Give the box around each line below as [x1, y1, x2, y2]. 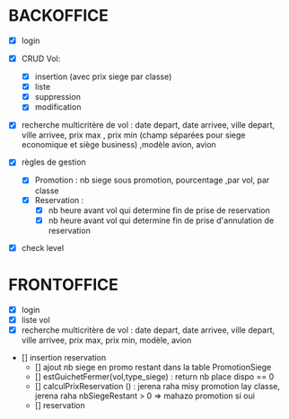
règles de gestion [21, 156, 86, 167]
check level [21, 242, 65, 253]
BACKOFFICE [8, 5, 109, 26]
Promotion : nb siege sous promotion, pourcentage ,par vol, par [34, 174, 270, 185]
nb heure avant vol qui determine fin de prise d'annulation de [48, 215, 275, 226]
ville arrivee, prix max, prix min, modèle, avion [21, 334, 192, 345]
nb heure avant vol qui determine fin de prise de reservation [48, 204, 270, 216]
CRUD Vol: [21, 53, 61, 64]
